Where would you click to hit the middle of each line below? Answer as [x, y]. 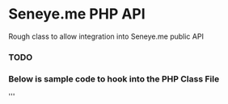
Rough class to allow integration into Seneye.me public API [106, 36]
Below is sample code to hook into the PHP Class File [114, 79]
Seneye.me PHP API [77, 14]
